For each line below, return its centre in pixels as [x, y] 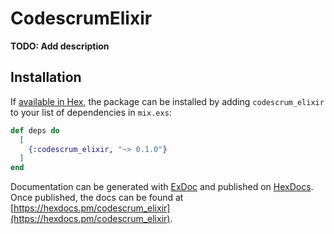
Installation [46, 77]
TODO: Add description [60, 46]
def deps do [35, 130]
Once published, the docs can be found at [97, 198]
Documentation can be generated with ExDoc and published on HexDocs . [162, 187]
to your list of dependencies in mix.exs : [91, 112]
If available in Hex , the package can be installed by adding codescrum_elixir [167, 101]
